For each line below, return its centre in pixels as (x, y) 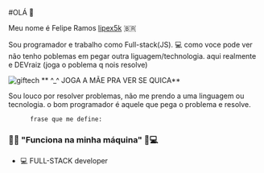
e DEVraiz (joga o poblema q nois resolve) (78, 65)
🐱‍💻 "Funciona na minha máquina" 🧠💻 (83, 139)
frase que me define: (66, 119)
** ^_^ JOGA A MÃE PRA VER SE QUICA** (111, 80)
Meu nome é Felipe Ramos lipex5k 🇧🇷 (72, 28)
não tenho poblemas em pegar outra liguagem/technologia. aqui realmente (132, 56)
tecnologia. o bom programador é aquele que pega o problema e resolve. (130, 104)
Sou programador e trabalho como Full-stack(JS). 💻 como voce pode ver (131, 45)
